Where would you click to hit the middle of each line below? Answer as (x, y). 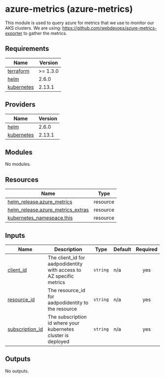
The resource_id (66, 290)
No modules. (18, 164)
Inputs (15, 235)
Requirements (27, 49)
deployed (58, 341)
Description (68, 249)
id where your (63, 323)
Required (147, 249)
